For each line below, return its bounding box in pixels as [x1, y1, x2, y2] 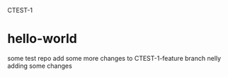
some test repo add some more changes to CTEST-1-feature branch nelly [7, 54, 222, 62]
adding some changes [7, 61, 72, 70]
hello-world [7, 31, 78, 47]
